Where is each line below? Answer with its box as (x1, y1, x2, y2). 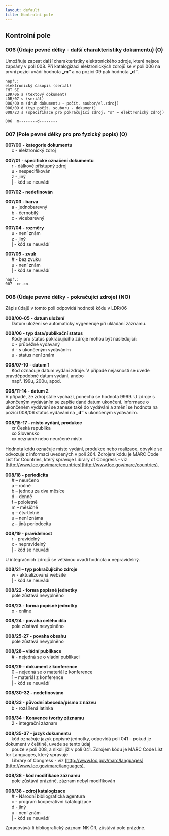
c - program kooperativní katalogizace (11, 798, 91, 804)
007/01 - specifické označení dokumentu (5, 158, 94, 164)
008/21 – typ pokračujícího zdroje (5, 566, 78, 572)
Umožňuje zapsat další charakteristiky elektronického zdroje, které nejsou (5, 58, 160, 64)
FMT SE (5, 88, 19, 93)
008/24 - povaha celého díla (5, 617, 67, 623)
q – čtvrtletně (11, 509, 40, 515)
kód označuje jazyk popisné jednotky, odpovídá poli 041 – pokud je (11, 735, 151, 742)
